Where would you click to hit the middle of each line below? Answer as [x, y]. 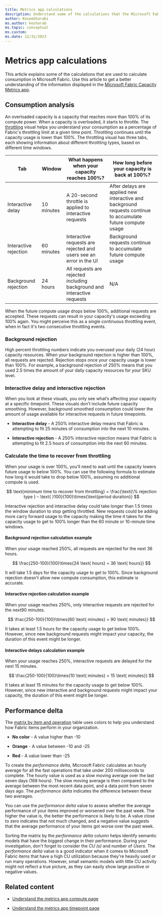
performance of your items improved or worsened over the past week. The [80, 811]
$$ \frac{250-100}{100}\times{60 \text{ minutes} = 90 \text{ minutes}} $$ [81, 619]
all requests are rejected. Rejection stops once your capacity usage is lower [81, 360]
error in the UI [82, 260]
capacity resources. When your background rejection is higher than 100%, [79, 355]
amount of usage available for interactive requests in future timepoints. [76, 414]
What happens [86, 159]
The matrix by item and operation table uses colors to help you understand [80, 722]
